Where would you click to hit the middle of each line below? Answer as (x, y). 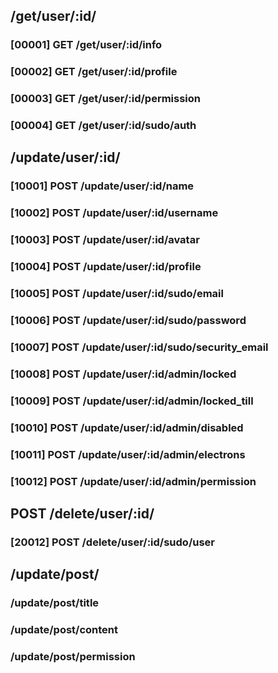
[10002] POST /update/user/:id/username (114, 213)
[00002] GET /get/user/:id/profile (94, 72)
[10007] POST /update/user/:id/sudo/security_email (139, 347)
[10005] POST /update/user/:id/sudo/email (117, 294)
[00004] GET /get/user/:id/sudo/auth (103, 126)
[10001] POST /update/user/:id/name (102, 186)
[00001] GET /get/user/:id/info (86, 45)
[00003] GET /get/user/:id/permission (106, 99)
